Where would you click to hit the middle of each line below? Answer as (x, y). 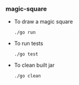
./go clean (27, 76)
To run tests (29, 44)
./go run (25, 32)
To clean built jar (34, 65)
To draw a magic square (43, 22)
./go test (26, 54)
